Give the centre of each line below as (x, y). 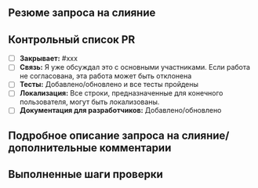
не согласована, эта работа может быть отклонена (105, 76)
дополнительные (53, 148)
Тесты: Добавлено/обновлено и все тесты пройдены (109, 85)
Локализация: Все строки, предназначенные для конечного (121, 93)
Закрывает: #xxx (49, 59)
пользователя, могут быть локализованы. (89, 102)
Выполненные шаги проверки (85, 174)
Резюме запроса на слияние (82, 13)
